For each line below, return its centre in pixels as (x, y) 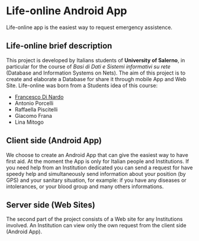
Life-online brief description (59, 46)
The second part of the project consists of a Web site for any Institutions (94, 219)
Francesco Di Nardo (39, 97)
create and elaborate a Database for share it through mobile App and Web (96, 79)
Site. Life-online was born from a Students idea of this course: (82, 85)
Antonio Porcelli (34, 103)
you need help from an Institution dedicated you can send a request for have (99, 168)
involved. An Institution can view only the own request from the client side (96, 226)
